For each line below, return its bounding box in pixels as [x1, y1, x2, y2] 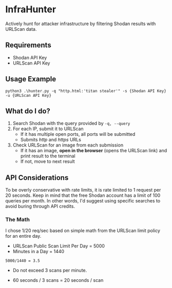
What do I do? [5, 107, 50, 115]
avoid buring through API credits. [5, 203, 75, 210]
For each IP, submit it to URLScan [12, 126, 84, 132]
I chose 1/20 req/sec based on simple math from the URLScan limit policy [5, 228, 161, 234]
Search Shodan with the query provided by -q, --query [12, 120, 130, 127]
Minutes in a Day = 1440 [12, 249, 65, 255]
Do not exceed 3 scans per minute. [12, 268, 87, 274]
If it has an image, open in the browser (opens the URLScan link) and [20, 148, 167, 154]
